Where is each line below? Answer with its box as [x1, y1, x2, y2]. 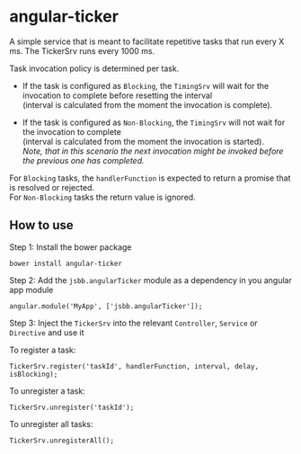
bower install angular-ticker [9, 259, 123, 268]
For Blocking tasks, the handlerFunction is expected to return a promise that [9, 173, 291, 183]
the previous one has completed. [22, 155, 146, 165]
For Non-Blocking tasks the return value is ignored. [9, 191, 196, 202]
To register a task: [9, 344, 76, 355]
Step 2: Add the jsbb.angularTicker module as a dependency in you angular [9, 274, 292, 285]
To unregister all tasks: [9, 418, 93, 429]
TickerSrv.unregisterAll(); [9, 436, 115, 445]
